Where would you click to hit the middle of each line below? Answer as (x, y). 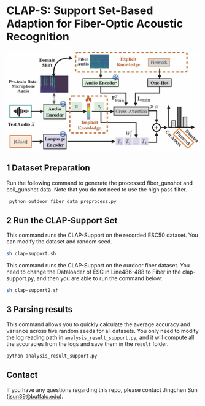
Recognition (38, 37)
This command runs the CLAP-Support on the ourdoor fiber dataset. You (98, 266)
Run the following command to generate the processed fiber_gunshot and (100, 183)
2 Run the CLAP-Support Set (62, 220)
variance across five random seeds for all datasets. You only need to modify (102, 331)
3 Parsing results (40, 309)
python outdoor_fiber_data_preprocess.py (63, 201)
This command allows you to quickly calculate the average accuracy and (98, 324)
